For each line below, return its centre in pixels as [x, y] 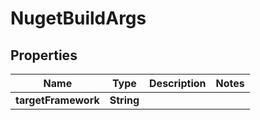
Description [178, 83]
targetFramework [57, 100]
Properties [44, 55]
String [124, 100]
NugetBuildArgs [78, 18]
